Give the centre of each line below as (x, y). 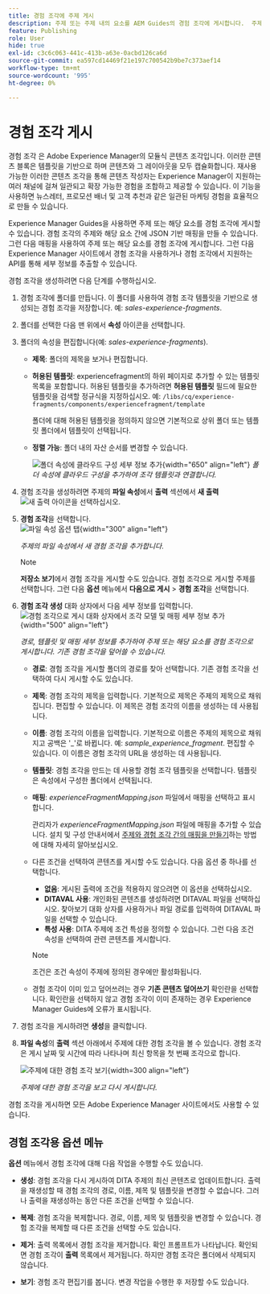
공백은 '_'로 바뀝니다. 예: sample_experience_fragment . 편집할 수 (151, 743)
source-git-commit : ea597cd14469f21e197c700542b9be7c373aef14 (115, 61)
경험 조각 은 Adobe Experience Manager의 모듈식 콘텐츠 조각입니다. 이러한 (127, 156)
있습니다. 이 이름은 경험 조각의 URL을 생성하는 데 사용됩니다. (127, 754)
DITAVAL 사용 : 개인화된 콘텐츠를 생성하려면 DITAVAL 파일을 (138, 899)
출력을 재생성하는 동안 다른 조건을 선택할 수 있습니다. (111, 1201)
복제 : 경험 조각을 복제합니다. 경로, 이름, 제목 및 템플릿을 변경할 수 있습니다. (136, 1218)
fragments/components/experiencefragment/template (119, 405)
